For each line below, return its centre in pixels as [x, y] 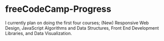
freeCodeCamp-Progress [58, 9]
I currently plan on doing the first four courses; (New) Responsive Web [77, 23]
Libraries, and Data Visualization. [39, 33]
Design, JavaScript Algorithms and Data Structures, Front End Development [82, 28]
